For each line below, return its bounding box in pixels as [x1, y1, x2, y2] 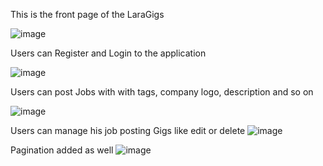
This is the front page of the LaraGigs [10, 9, 165, 20]
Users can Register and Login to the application [10, 47, 207, 59]
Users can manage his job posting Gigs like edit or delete [10, 125, 246, 136]
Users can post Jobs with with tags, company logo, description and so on [10, 86, 314, 98]
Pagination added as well [10, 144, 114, 156]
